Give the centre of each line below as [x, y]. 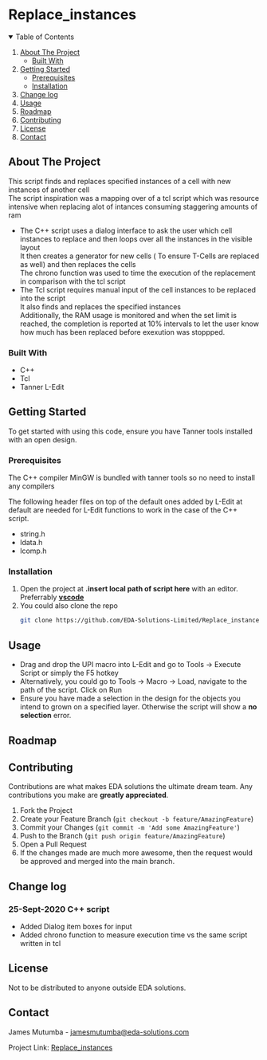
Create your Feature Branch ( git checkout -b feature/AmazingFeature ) [137, 819]
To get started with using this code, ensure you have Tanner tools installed [131, 431]
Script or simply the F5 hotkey [69, 673]
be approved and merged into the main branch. [97, 862]
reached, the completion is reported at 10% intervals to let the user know [139, 324]
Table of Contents [45, 37]
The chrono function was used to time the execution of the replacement [138, 273]
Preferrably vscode [52, 597]
